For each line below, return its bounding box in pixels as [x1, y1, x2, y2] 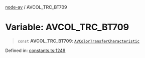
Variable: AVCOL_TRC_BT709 [5, 22, 129, 33]
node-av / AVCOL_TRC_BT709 [5, 4, 67, 10]
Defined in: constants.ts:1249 [5, 47, 66, 54]
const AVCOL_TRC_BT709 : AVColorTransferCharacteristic [17, 38, 139, 44]
